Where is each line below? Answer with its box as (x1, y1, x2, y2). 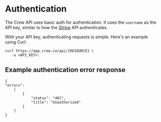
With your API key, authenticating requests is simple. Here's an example (5, 34, 148, 40)
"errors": (5, 83, 25, 88)
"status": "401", (30, 95, 66, 100)
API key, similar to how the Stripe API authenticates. (5, 24, 108, 30)
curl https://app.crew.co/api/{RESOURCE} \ (5, 48, 94, 53)
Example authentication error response (5, 66, 126, 74)
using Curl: (5, 39, 27, 45)
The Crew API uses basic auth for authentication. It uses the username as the (5, 19, 157, 25)
